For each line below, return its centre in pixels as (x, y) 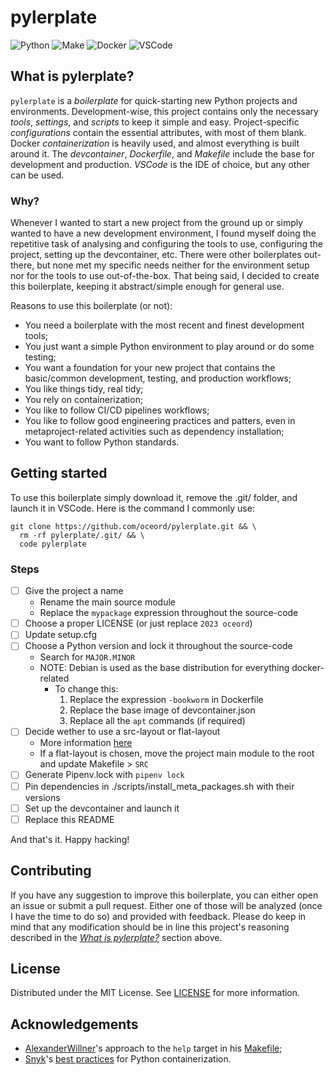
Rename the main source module (107, 602)
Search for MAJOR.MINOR (87, 657)
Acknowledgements (74, 1024)
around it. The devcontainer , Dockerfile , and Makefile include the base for (162, 153)
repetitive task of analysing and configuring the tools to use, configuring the (167, 244)
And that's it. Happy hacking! (70, 839)
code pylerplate (53, 544)
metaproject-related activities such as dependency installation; (154, 432)
